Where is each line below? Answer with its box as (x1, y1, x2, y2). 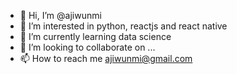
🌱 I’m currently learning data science (19, 31, 172, 42)
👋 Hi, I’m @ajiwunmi (19, 10, 102, 21)
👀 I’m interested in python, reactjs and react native (19, 20, 228, 32)
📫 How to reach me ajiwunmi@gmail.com (19, 53, 193, 64)
